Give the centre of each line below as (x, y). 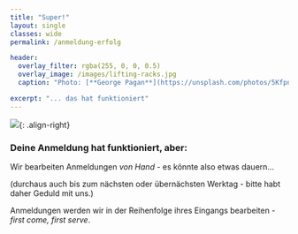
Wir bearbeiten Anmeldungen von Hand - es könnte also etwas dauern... (142, 166)
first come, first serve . (50, 219)
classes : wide (36, 34)
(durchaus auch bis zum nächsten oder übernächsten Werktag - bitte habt (145, 184)
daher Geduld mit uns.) (52, 193)
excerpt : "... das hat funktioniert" (80, 98)
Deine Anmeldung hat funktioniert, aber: (99, 147)
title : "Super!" (40, 17)
